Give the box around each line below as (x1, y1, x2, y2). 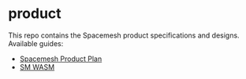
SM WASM (19, 62, 55, 71)
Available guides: (8, 38, 64, 48)
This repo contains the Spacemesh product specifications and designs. (8, 31, 240, 40)
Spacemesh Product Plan (19, 54, 102, 63)
